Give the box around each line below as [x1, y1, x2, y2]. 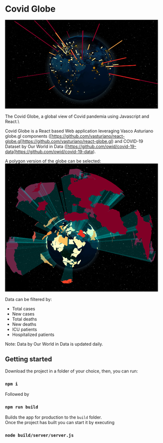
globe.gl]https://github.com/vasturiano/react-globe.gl [5, 138, 113, 144]
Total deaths [12, 316, 37, 322]
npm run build [5, 405, 38, 410]
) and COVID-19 [112, 138, 143, 144]
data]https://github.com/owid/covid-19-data [5, 148, 93, 154]
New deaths [12, 321, 36, 327]
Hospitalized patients [12, 332, 55, 337]
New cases [12, 311, 35, 317]
